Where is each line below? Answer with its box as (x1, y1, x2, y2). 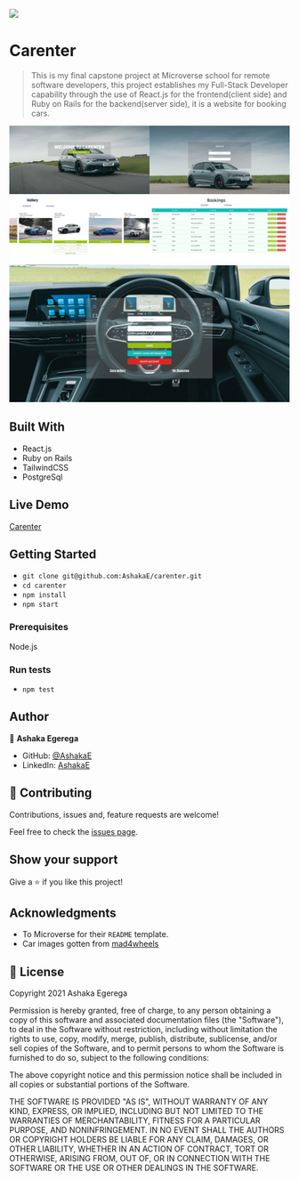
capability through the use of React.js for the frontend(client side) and (30, 89, 287, 100)
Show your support (9, 853, 118, 868)
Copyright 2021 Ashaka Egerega (9, 988, 127, 998)
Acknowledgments (9, 905, 117, 920)
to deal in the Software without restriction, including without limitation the (9, 1024, 278, 1035)
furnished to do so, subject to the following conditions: (9, 1053, 209, 1063)
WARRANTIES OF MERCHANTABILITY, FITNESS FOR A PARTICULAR (9, 1115, 261, 1126)
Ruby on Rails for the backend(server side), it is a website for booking (30, 98, 287, 109)
